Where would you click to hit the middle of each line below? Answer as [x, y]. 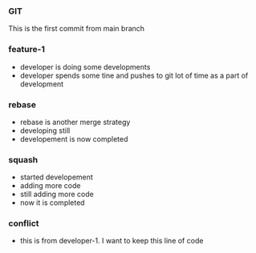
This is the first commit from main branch [77, 29]
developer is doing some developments [85, 66]
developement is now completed [74, 139]
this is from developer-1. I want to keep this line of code [112, 241]
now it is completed [53, 203]
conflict [24, 223]
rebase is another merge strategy [75, 122]
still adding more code [57, 195]
